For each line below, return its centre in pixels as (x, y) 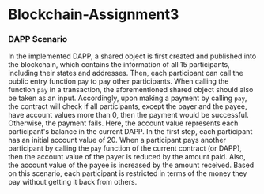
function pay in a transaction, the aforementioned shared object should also (131, 90)
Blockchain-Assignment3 (94, 15)
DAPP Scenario (38, 39)
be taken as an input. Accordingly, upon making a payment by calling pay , (128, 98)
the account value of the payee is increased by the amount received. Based (131, 165)
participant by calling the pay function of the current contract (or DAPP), (125, 148)
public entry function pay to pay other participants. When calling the (119, 81)
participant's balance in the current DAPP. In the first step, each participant (130, 132)
